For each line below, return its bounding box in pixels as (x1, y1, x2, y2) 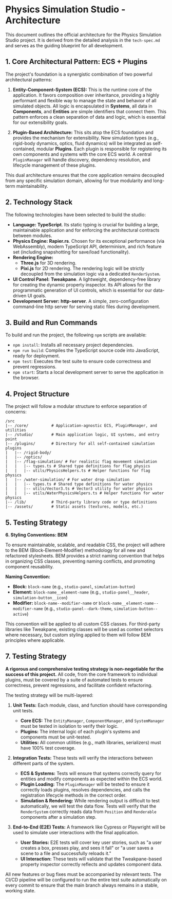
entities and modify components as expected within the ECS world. (20, 776, 163, 782)
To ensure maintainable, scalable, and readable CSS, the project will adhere (5, 542, 165, 548)
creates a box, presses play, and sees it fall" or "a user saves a (20, 844, 154, 851)
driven (12, 292, 27, 299)
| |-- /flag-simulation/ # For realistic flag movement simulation (5, 459, 158, 464)
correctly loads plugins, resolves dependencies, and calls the (20, 786, 150, 793)
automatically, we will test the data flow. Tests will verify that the (20, 803, 157, 809)
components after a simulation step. (20, 814, 97, 820)
